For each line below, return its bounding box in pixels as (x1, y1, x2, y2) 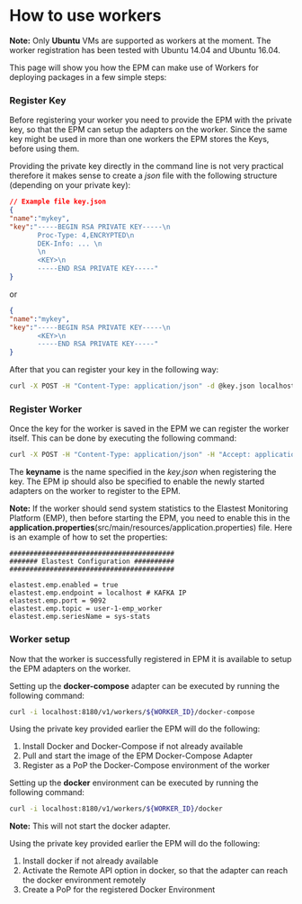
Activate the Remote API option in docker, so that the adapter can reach (22, 865, 289, 876)
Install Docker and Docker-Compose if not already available (22, 741, 244, 752)
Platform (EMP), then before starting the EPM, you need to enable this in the (9, 513, 290, 524)
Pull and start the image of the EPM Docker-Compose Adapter (22, 750, 253, 761)
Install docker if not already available (22, 855, 159, 866)
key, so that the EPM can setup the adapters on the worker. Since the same (9, 124, 288, 135)
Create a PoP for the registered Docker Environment (22, 884, 216, 895)
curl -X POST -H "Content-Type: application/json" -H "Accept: (9, 451, 252, 460)
